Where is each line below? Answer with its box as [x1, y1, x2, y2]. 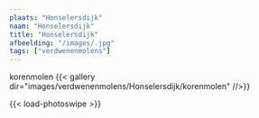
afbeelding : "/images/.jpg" [9, 38, 116, 48]
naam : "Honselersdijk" [9, 22, 95, 31]
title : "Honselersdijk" [9, 30, 99, 39]
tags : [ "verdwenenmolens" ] [9, 47, 111, 56]
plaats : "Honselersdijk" [9, 13, 103, 23]
